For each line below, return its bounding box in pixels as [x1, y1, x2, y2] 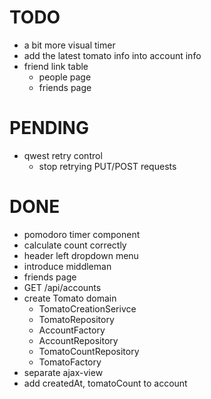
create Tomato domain [23, 292, 117, 304]
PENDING [9, 117, 89, 140]
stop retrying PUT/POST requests [38, 160, 177, 172]
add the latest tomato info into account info [23, 49, 202, 61]
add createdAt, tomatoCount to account [23, 377, 188, 389]
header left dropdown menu [23, 249, 139, 261]
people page [38, 71, 92, 83]
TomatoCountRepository [38, 345, 140, 357]
